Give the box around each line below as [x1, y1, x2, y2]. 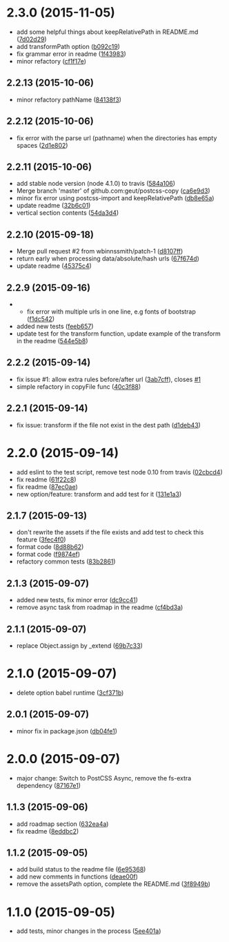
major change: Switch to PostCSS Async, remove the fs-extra [16, 773, 192, 782]
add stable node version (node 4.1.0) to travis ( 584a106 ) [16, 180, 176, 188]
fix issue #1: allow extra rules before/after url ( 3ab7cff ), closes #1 [16, 375, 201, 383]
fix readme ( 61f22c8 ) [16, 475, 77, 483]
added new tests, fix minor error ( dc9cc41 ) [16, 596, 139, 604]
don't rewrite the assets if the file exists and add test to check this [16, 528, 204, 537]
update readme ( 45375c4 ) [16, 262, 92, 270]
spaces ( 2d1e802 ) [16, 141, 68, 149]
